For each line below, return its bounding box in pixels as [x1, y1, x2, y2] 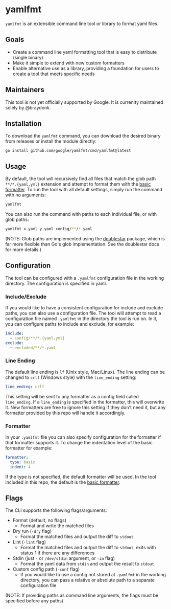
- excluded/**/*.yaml [10, 345, 56, 350]
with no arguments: [5, 192, 46, 198]
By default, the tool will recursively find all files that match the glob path [5, 175, 156, 182]
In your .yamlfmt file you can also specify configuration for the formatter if [5, 434, 161, 440]
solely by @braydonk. [5, 104, 51, 110]
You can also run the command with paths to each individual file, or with [5, 211, 157, 217]
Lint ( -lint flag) [12, 539, 46, 545]
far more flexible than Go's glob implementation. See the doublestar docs [5, 241, 159, 247]
